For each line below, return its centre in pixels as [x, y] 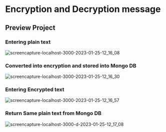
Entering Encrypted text [35, 89]
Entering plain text [28, 42]
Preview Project [30, 28]
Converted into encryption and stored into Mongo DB [71, 65]
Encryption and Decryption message [83, 9]
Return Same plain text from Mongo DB [53, 113]
